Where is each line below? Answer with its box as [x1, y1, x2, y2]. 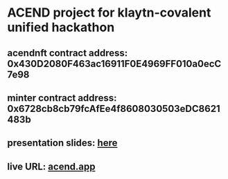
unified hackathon [7, 19, 115, 35]
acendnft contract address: [7, 47, 128, 59]
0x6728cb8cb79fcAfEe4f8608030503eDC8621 [7, 102, 220, 115]
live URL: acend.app [7, 160, 96, 172]
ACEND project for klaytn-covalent [7, 5, 211, 21]
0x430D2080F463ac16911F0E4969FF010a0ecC [7, 57, 222, 70]
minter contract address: [7, 92, 117, 104]
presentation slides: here [7, 137, 118, 149]
